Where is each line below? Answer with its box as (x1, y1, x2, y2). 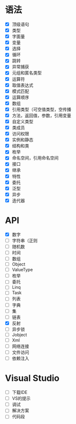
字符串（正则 (12, 237, 38, 243)
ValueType (12, 267, 33, 273)
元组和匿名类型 (12, 70, 42, 76)
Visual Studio (5, 373, 60, 384)
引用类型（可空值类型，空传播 (12, 106, 71, 112)
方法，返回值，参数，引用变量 (12, 112, 71, 118)
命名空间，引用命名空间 (12, 155, 59, 161)
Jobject (12, 331, 27, 337)
